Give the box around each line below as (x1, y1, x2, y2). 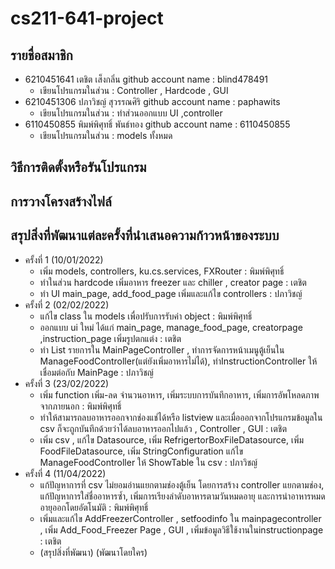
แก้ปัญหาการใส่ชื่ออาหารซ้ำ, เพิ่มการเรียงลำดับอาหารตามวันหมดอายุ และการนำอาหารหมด (39, 490, 326, 502)
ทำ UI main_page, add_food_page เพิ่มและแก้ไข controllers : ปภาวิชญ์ (39, 287, 303, 299)
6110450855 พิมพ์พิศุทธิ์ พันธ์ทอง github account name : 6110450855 (24, 118, 291, 130)
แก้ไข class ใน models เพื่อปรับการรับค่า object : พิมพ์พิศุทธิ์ (39, 310, 253, 322)
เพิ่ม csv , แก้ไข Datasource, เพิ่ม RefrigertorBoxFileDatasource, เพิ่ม (39, 433, 305, 446)
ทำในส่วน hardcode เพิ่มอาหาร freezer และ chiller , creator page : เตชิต (39, 276, 307, 288)
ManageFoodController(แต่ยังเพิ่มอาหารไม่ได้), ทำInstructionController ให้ (39, 355, 318, 367)
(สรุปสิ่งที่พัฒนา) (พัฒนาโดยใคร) (39, 546, 148, 558)
